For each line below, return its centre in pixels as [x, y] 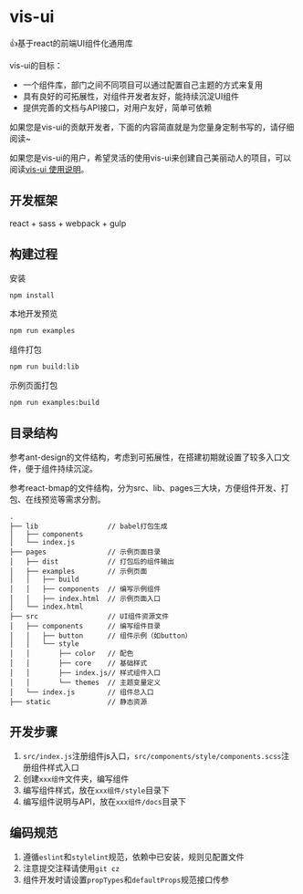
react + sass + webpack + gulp [68, 223]
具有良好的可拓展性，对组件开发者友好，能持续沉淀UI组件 [131, 96]
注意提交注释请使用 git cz [71, 868]
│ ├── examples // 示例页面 [78, 571]
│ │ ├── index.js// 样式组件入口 [85, 672]
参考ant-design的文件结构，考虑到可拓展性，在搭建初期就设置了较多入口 [146, 457]
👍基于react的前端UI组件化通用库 [71, 43]
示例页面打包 [33, 386]
